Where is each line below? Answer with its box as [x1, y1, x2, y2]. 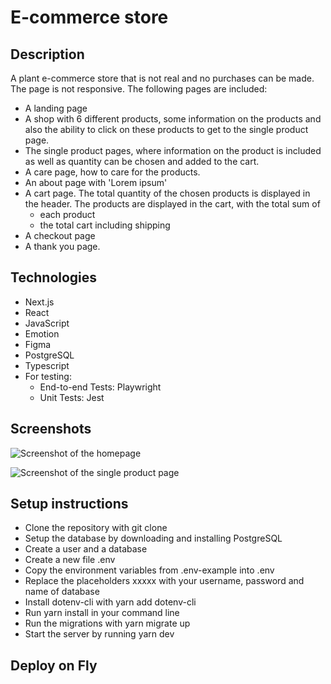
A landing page [24, 102, 88, 114]
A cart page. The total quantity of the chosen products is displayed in [24, 187, 311, 199]
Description [10, 46, 85, 63]
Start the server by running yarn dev [24, 628, 175, 640]
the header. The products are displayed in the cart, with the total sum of [24, 198, 321, 210]
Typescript [24, 359, 70, 371]
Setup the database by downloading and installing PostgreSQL [24, 532, 283, 545]
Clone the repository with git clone [24, 522, 168, 534]
